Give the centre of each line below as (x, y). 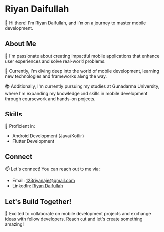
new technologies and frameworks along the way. (56, 76)
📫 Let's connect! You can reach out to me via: (53, 169)
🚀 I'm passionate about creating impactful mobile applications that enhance (82, 56)
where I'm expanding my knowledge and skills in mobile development (76, 93)
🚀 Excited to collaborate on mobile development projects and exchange (78, 214)
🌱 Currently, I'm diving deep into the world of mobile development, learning (82, 71)
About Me (21, 44)
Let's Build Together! (38, 201)
